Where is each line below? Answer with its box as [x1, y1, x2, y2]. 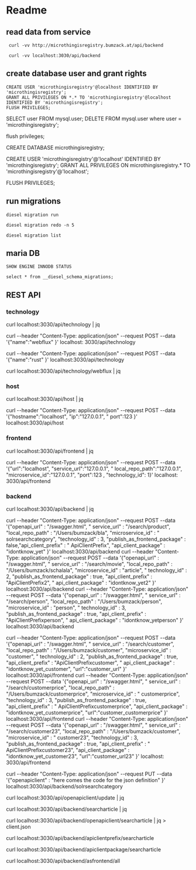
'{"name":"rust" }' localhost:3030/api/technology [6, 356, 125, 363]
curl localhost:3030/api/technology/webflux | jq [6, 367, 121, 375]
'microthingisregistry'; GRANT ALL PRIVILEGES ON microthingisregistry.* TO [6, 161, 191, 168]
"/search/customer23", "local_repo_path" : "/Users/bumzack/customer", [6, 728, 180, 735]
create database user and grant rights [6, 69, 147, 79]
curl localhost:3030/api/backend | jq [6, 505, 94, 512]
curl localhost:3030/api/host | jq [6, 396, 84, 403]
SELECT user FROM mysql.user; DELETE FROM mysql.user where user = [6, 115, 182, 122]
